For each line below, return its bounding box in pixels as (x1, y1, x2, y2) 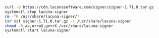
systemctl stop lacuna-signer (5, 9, 69, 14)
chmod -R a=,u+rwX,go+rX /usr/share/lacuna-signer (5, 23, 114, 28)
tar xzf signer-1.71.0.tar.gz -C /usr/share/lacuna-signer (5, 18, 132, 23)
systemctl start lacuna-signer (5, 28, 71, 33)
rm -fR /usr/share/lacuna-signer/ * (5, 14, 80, 19)
